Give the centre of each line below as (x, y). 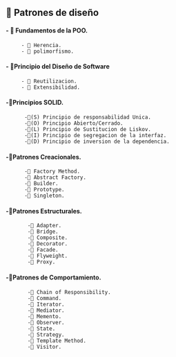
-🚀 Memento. (45, 316)
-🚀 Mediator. (46, 310)
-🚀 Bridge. (43, 232)
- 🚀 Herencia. (41, 45)
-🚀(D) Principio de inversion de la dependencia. (97, 141)
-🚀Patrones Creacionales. (43, 157)
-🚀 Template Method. (57, 340)
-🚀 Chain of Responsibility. (69, 292)
